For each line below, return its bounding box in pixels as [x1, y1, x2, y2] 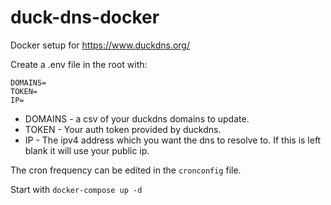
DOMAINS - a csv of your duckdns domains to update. [24, 112, 250, 125]
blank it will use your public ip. [24, 144, 150, 156]
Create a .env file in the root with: [10, 58, 148, 70]
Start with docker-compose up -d [10, 183, 143, 195]
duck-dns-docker [10, 6, 160, 29]
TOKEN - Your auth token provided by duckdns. [24, 123, 222, 135]
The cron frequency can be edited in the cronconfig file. [10, 164, 242, 176]
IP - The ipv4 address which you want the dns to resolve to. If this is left [24, 134, 322, 146]
